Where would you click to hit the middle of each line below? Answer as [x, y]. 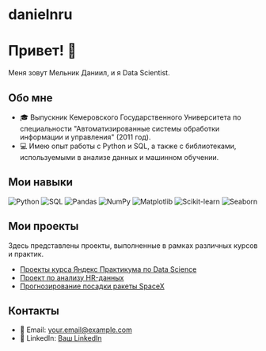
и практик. [26, 254]
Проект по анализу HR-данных [72, 277]
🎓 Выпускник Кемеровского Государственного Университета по [130, 117]
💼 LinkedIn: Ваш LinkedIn [61, 338]
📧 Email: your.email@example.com [76, 330]
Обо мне [30, 98]
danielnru [40, 15]
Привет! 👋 [42, 51]
